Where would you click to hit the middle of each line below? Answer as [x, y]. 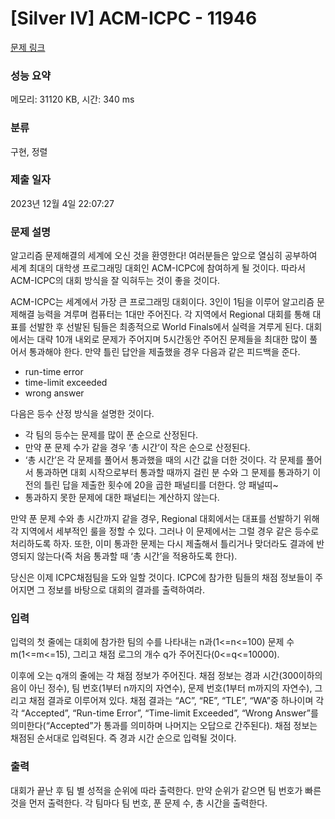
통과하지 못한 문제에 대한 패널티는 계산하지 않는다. [122, 498]
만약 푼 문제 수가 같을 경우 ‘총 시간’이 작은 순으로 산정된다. [137, 448]
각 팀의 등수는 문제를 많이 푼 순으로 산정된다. [111, 435]
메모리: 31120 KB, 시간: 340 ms [72, 99]
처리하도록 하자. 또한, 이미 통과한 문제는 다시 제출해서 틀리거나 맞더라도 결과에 [162, 544]
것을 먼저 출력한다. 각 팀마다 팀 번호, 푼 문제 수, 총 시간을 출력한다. [139, 803]
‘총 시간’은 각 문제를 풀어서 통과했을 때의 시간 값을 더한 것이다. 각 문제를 [164, 460]
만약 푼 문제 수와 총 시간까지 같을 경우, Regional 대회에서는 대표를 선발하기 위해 [165, 519]
